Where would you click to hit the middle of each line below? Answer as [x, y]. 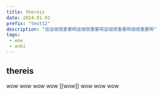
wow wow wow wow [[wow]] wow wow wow [63, 86]
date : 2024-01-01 [28, 18]
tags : [13, 35]
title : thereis [26, 12]
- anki [17, 47]
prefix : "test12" [28, 23]
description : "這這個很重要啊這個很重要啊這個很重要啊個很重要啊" [82, 29]
